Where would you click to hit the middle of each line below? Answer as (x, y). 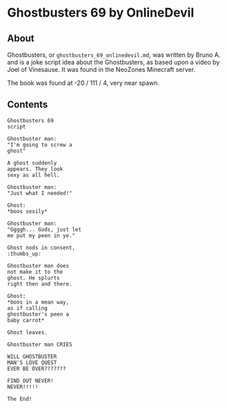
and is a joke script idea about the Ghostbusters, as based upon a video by (113, 62)
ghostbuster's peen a (38, 314)
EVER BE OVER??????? (37, 369)
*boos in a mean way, (38, 302)
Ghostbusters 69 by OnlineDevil (101, 13)
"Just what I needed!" (40, 193)
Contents (28, 105)
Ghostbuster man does (38, 266)
